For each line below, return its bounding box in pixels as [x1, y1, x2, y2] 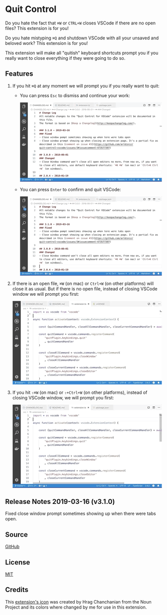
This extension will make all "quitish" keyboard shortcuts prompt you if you [5, 50, 159, 56]
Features [5, 70, 33, 78]
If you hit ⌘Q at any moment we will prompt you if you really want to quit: [12, 83, 160, 89]
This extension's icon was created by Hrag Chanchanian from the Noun [5, 599, 152, 605]
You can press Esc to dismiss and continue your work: [19, 92, 130, 98]
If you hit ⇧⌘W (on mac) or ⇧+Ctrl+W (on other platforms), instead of [12, 389, 148, 395]
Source [5, 530, 28, 539]
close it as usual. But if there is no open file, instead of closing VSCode [12, 285, 158, 292]
